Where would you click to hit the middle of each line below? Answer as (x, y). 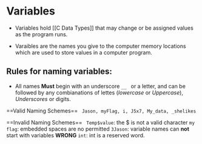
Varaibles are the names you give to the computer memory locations (100, 46)
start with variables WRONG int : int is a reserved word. (76, 135)
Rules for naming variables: (59, 72)
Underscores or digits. (43, 99)
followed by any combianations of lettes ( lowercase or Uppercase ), (99, 93)
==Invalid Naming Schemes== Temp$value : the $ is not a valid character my (101, 122)
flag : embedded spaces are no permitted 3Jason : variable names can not (98, 129)
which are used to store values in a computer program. (84, 52)
